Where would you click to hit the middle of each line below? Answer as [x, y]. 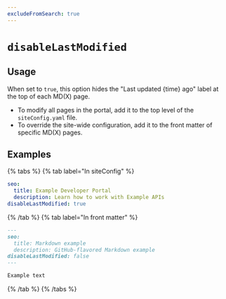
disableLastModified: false [48, 256]
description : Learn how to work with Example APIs [89, 198]
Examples [29, 154]
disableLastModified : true [47, 204]
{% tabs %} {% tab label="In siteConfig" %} [71, 171]
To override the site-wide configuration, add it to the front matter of [115, 125]
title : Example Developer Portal [62, 191]
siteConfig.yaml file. [47, 117]
